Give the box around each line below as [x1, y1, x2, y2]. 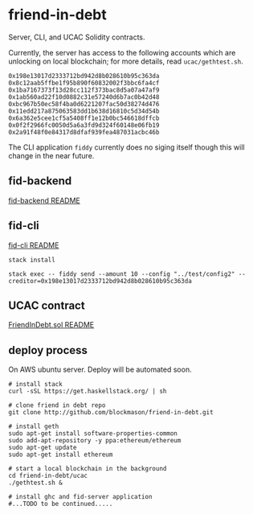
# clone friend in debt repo [8, 401, 106, 409]
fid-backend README [8, 195, 80, 205]
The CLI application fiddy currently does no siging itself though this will [8, 142, 245, 152]
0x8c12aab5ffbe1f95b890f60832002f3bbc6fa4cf [8, 79, 160, 87]
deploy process [8, 343, 88, 357]
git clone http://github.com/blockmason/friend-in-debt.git [8, 409, 214, 417]
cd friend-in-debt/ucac [8, 472, 88, 480]
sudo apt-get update [8, 444, 78, 452]
